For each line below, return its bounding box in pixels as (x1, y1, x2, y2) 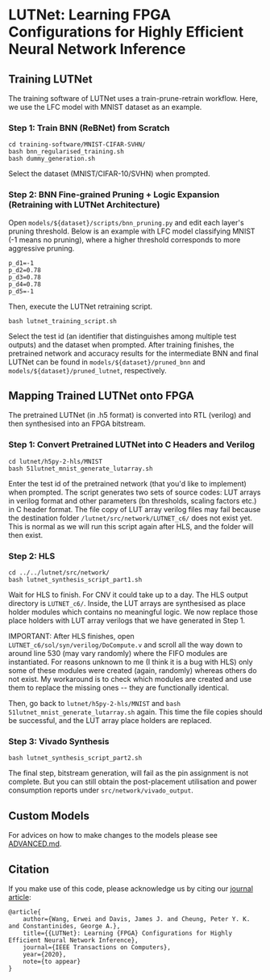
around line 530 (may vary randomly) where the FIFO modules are (8, 649, 228, 658)
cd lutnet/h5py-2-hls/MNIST (8, 457, 103, 465)
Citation (8, 862, 50, 876)
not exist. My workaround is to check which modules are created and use (8, 675, 252, 683)
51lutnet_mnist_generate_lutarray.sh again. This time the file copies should (8, 707, 263, 717)
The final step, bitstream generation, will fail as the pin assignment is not (8, 768, 249, 778)
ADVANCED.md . (8, 839, 62, 849)
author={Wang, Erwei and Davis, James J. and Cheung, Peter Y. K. (23, 915, 251, 923)
